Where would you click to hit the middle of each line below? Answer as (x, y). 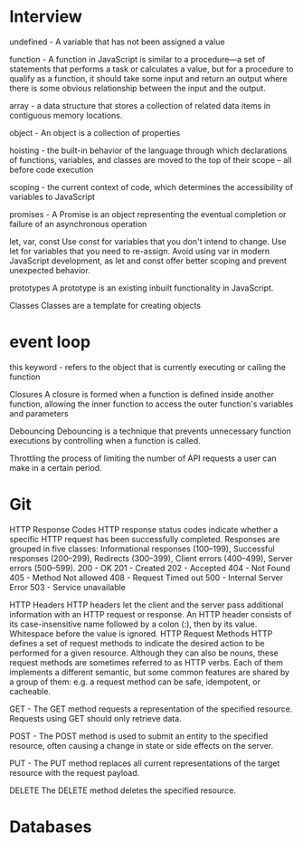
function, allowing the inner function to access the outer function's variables (151, 404)
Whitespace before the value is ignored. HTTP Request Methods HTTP (141, 633)
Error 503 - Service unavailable (68, 587)
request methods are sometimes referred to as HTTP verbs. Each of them (146, 662)
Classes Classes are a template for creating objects (105, 305)
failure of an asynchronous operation (78, 224)
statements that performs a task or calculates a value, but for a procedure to (151, 69)
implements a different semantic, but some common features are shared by (150, 672)
